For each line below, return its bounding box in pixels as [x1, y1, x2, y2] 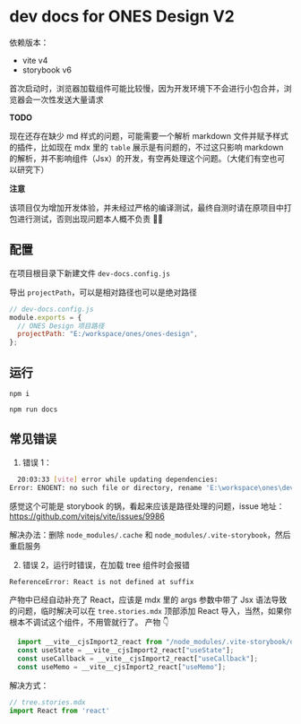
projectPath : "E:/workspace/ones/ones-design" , [17, 330, 199, 339]
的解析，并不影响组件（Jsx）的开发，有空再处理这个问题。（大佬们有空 [9, 152, 271, 163]
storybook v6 [21, 65, 72, 75]
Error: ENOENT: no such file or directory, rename [9, 483, 202, 492]
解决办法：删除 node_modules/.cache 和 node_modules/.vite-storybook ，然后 [9, 529, 291, 539]
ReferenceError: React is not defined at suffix [9, 577, 194, 586]
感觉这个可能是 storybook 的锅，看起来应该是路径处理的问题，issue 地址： [9, 500, 285, 512]
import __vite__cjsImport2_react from [17, 638, 163, 647]
